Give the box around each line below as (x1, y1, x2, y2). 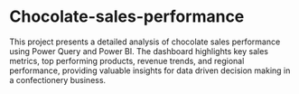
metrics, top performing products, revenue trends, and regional (9, 55, 245, 66)
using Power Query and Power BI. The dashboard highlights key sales (9, 45, 269, 56)
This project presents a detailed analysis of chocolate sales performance (9, 36, 281, 47)
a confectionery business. (9, 74, 107, 85)
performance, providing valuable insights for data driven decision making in (9, 65, 291, 76)
